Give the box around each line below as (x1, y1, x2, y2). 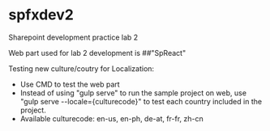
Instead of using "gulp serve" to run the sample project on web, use (19, 87, 247, 98)
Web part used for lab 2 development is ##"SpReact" (8, 48, 186, 57)
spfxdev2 (8, 6, 75, 24)
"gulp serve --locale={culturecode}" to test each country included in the (19, 96, 262, 106)
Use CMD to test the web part (19, 79, 120, 89)
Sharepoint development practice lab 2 (8, 32, 139, 42)
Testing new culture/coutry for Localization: (8, 63, 155, 74)
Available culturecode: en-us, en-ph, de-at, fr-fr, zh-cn (19, 113, 204, 123)
